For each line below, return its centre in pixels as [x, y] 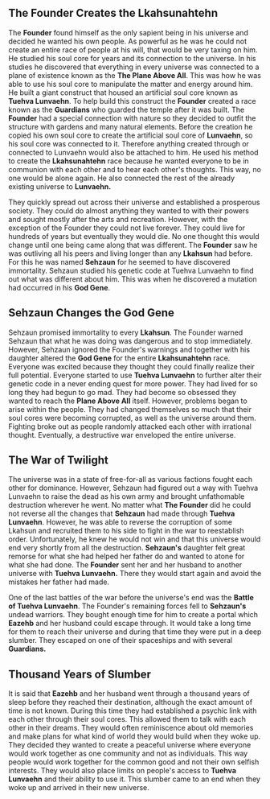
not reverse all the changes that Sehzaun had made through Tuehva [122, 513]
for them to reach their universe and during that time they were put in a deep [135, 632]
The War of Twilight [58, 461]
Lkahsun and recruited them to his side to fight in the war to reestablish [126, 531]
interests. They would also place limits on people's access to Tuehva [123, 771]
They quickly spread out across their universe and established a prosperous [134, 202]
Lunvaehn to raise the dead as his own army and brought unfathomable [127, 496]
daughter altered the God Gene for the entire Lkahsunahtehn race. [119, 358]
